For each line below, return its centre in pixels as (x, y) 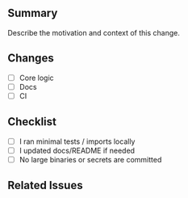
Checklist (32, 122)
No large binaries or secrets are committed (90, 159)
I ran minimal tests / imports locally (77, 141)
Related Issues (45, 185)
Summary (33, 13)
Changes (31, 59)
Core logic (36, 78)
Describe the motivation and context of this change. (94, 32)
